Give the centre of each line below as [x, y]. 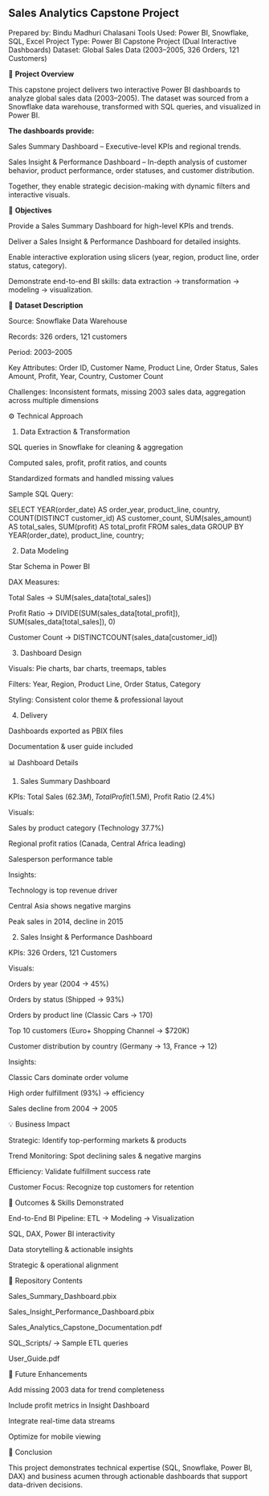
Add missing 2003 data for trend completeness [86, 1389]
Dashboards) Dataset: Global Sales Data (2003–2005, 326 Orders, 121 [124, 49]
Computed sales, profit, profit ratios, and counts [88, 463]
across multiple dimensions [53, 400]
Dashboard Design [51, 653]
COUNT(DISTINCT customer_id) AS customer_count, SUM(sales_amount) [130, 517]
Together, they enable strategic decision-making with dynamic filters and [129, 186]
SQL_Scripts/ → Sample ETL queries [68, 1342]
